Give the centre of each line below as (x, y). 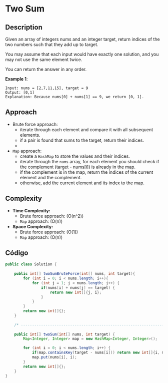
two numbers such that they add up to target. (52, 45)
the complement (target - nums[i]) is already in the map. (78, 167)
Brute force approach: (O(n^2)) (52, 216)
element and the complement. (51, 177)
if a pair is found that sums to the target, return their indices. (82, 140)
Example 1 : (16, 79)
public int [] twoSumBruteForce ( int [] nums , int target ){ (75, 274)
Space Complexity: (33, 226)
